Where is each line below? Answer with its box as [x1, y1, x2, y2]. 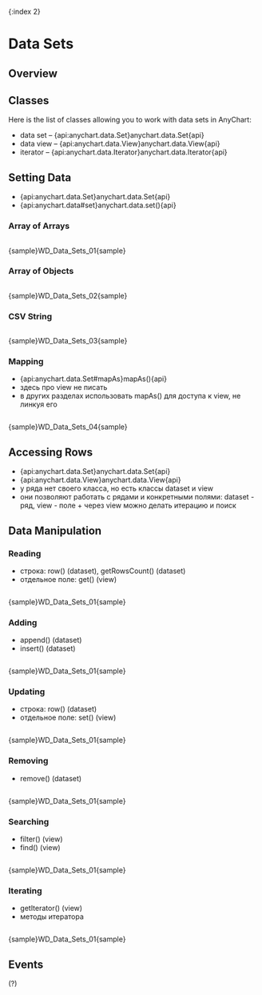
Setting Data [8, 171, 72, 184]
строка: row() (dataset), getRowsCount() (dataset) [19, 566, 186, 576]
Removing [8, 756, 49, 767]
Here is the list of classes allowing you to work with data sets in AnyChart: [8, 115, 252, 125]
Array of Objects [8, 266, 74, 277]
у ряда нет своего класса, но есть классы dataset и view [19, 483, 214, 493]
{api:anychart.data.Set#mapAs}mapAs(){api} [19, 374, 168, 383]
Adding [8, 616, 38, 628]
